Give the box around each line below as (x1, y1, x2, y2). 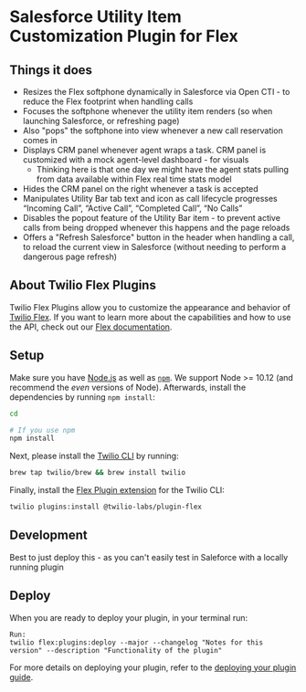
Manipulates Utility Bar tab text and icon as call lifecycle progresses (22, 194, 278, 204)
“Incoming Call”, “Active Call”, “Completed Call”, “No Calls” (22, 203, 243, 214)
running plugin (9, 561, 64, 572)
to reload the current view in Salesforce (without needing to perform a (22, 242, 287, 252)
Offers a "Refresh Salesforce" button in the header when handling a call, (22, 232, 295, 243)
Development (9, 528, 89, 543)
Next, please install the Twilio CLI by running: (9, 450, 180, 462)
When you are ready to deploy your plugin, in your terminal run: (9, 612, 248, 623)
